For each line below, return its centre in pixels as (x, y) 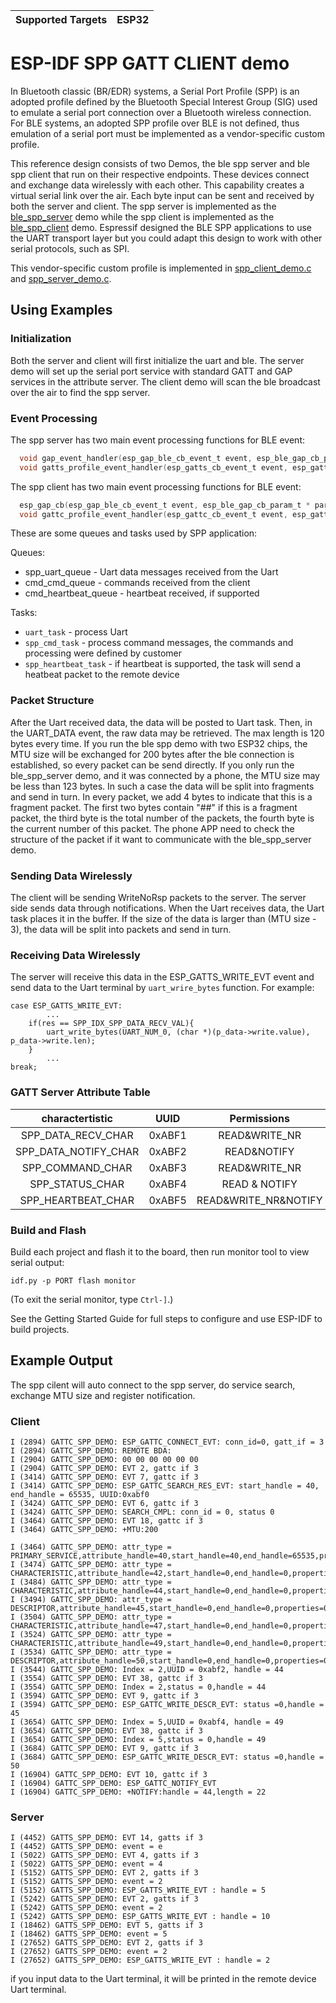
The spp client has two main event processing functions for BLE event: (156, 486)
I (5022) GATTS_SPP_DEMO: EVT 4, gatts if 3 (104, 1855)
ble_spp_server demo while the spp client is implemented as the (142, 216)
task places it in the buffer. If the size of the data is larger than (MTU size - (163, 919)
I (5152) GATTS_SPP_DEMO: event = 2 (86, 1882)
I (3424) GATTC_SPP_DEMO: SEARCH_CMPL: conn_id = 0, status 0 (142, 1512)
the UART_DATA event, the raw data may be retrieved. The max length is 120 (167, 733)
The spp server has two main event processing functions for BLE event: (157, 440)
